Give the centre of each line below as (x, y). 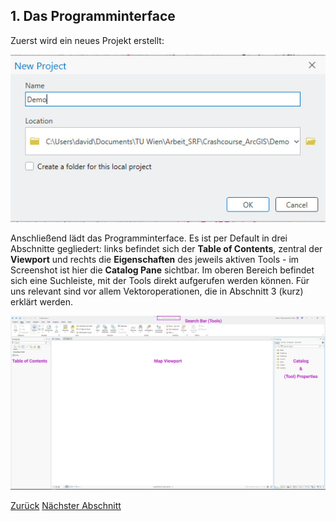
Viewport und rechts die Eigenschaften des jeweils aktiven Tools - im (155, 260)
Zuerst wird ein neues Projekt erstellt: (87, 40)
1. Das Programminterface (93, 16)
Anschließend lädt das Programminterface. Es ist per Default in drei (149, 238)
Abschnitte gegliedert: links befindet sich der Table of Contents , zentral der (166, 249)
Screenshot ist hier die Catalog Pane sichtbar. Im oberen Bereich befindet (162, 270)
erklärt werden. (42, 302)
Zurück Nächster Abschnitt (66, 506)
